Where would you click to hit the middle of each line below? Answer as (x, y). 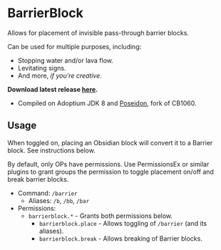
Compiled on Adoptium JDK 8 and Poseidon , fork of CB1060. (107, 103)
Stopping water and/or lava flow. (66, 60)
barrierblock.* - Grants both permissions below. (101, 216)
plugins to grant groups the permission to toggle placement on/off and (110, 172)
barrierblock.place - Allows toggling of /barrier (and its (123, 223)
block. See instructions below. (52, 150)
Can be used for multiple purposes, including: (74, 46)
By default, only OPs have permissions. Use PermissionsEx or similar (108, 164)
